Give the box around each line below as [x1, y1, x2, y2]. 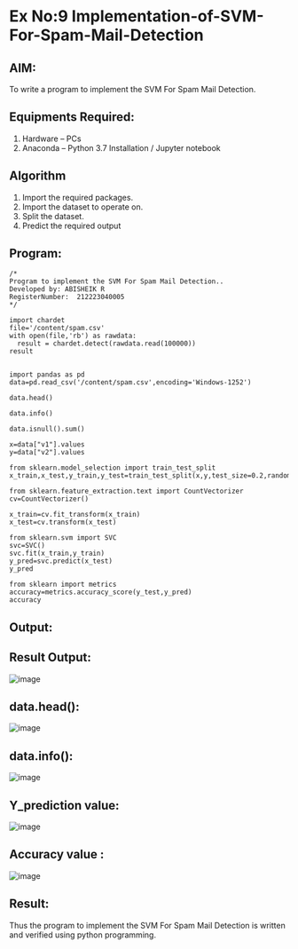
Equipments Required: [9, 109, 135, 125]
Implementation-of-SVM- [71, 6, 264, 27]
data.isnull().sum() [9, 424, 86, 434]
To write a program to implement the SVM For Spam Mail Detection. [9, 84, 256, 94]
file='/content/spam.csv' [9, 324, 105, 333]
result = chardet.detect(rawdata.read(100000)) [17, 339, 197, 348]
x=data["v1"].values [9, 440, 86, 449]
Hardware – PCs [21, 133, 82, 144]
